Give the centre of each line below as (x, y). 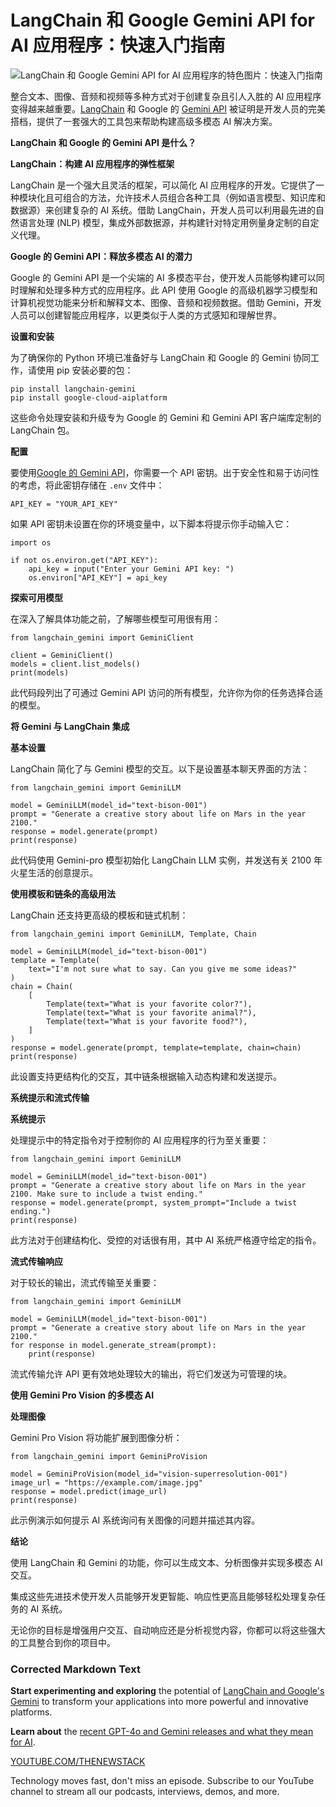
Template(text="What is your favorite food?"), (147, 1021)
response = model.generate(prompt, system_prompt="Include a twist (154, 1202)
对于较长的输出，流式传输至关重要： (85, 1282)
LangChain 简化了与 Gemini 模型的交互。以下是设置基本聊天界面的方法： (160, 768)
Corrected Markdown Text (75, 1669)
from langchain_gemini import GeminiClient (102, 637)
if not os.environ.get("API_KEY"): (84, 560)
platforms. (31, 1712)
